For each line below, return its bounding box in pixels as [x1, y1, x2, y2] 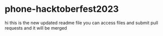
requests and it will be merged [4, 25, 67, 31]
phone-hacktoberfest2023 [4, 3, 119, 15]
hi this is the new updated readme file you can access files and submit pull [4, 20, 158, 26]
